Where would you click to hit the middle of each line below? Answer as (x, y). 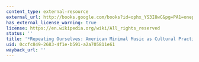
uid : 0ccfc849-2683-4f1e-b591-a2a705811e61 (61, 45)
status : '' (20, 34)
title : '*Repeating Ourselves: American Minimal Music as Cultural (91, 39)
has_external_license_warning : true (51, 22)
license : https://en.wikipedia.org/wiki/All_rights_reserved (83, 28)
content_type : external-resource (47, 12)
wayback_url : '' (26, 50)
